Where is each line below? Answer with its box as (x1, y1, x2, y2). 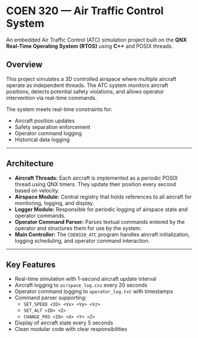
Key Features (6, 259, 56, 269)
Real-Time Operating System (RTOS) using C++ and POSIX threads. (6, 43, 174, 50)
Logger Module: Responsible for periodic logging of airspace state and (14, 206, 188, 213)
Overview (6, 60, 43, 70)
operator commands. (14, 212, 66, 219)
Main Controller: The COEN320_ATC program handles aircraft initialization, (14, 230, 190, 238)
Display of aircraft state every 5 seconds (14, 319, 114, 326)
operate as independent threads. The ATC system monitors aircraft (6, 82, 169, 89)
